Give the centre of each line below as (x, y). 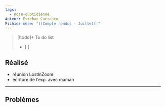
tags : (11, 10)
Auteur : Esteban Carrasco (32, 19)
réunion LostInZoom (33, 74)
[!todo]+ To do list (35, 37)
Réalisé (17, 62)
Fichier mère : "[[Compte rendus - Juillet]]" (53, 23)
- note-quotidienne (30, 14)
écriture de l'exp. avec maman (43, 80)
